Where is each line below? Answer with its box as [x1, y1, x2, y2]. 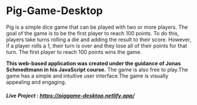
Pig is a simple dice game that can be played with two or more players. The [6, 23, 188, 31]
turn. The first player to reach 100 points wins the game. [6, 48, 142, 55]
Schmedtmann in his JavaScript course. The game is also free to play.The [6, 66, 188, 73]
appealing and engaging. [6, 78, 66, 86]
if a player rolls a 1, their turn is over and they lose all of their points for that [6, 42, 188, 49]
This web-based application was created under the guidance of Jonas [6, 60, 181, 67]
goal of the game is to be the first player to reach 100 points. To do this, [6, 29, 179, 36]
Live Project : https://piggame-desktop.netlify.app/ [6, 92, 135, 99]
